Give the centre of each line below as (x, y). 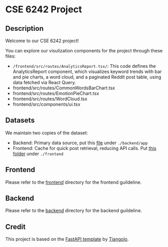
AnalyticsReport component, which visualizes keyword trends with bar (87, 71)
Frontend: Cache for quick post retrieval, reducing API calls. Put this (85, 148)
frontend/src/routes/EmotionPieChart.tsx (56, 93)
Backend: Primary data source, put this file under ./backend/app (80, 143)
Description (24, 28)
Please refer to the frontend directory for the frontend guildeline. (73, 182)
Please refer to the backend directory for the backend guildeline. (74, 211)
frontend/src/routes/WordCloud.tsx (50, 99)
